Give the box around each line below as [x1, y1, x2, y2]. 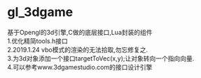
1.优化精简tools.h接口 [7, 36, 69, 45]
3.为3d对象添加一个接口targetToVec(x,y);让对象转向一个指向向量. [7, 54, 195, 63]
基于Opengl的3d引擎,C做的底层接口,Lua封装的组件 [7, 28, 153, 36]
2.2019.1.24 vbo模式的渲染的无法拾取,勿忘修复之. [7, 45, 148, 54]
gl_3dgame [7, 4, 74, 20]
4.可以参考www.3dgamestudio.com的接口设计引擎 [7, 63, 153, 71]
